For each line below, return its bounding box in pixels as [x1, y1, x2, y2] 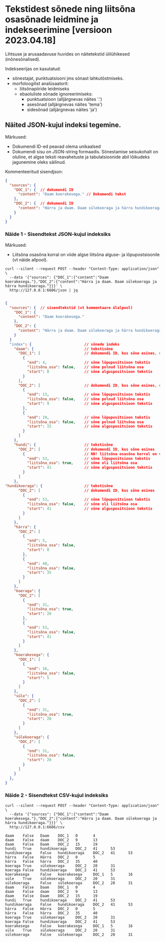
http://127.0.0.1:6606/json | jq [9, 287, 78, 293]
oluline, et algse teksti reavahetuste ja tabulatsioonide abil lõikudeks [12, 154, 150, 160]
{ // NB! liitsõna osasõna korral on [23, 451, 157, 457]
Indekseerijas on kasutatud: [5, 65, 61, 72]
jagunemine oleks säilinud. [12, 159, 66, 165]
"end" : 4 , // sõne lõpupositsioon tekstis [27, 360, 151, 365]
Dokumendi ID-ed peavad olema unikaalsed [12, 143, 101, 149]
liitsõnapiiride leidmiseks [19, 86, 70, 91]
